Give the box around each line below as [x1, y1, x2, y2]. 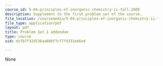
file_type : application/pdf [5, 20, 62, 26]
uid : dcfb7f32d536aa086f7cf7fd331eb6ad [5, 39, 86, 44]
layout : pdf [5, 25, 29, 30]
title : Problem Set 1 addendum [5, 30, 68, 34]
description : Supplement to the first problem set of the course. [5, 12, 142, 16]
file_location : [5, 16, 36, 21]
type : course [5, 34, 32, 39]
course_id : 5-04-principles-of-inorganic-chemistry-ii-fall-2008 [5, 7, 140, 12]
